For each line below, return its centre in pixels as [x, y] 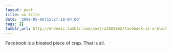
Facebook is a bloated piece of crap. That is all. [55, 43]
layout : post [19, 10]
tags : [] [15, 24]
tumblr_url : [18, 29]
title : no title [23, 15]
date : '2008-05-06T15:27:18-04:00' [43, 19]
